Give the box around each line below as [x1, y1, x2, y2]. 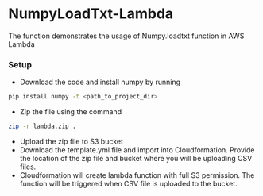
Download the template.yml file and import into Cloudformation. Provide [19, 144, 255, 155]
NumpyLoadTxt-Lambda [8, 5, 174, 23]
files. [19, 162, 37, 171]
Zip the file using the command [19, 107, 122, 117]
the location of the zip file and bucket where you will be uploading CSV [19, 153, 253, 163]
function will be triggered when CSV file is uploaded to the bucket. [19, 179, 238, 188]
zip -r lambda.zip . [8, 122, 77, 131]
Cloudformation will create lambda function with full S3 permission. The [19, 170, 255, 179]
